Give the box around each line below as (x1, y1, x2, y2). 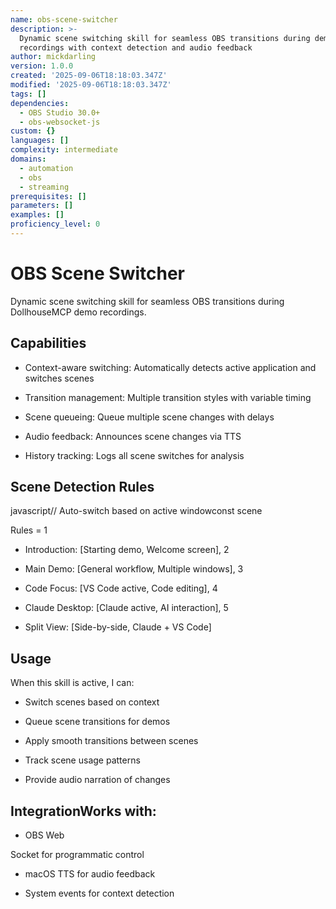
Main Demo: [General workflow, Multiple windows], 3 (24, 563, 244, 575)
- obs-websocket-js (19, 117, 101, 127)
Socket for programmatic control (10, 849, 145, 861)
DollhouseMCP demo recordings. (10, 306, 147, 318)
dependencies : (10, 98, 70, 108)
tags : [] (10, 89, 47, 99)
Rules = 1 (10, 524, 48, 536)
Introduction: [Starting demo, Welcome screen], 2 (24, 544, 230, 556)
